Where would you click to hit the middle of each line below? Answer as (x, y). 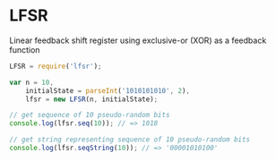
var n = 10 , (31, 82)
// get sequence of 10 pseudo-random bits (90, 115)
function (25, 49)
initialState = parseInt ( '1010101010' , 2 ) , (108, 90)
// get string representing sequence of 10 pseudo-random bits (130, 140)
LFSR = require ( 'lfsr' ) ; (56, 66)
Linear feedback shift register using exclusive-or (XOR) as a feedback (138, 40)
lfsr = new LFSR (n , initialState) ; (92, 99)
